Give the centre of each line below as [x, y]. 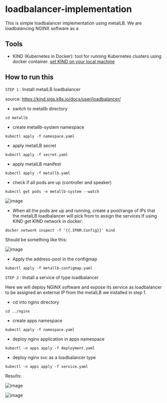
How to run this [29, 77]
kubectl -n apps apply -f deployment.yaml [50, 348]
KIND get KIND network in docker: [47, 221]
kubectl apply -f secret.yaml [37, 154]
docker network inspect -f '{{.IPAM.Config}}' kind [60, 230]
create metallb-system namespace [48, 127]
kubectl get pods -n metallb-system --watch [52, 191]
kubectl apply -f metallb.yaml [38, 173]
